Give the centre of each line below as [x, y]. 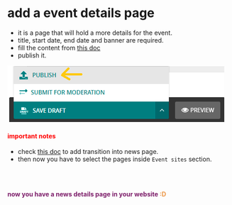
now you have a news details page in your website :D [87, 194]
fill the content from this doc [59, 48]
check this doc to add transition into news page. [88, 152]
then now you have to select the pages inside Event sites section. [115, 159]
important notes [32, 135]
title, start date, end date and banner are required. [91, 40]
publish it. [32, 55]
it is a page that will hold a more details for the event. [95, 33]
